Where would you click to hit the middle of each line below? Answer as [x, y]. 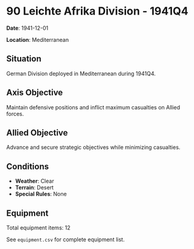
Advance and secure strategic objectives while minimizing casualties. [93, 148]
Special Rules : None [41, 194]
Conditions [28, 166]
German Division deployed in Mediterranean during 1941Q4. [81, 73]
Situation [24, 59]
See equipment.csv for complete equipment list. [65, 239]
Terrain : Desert [34, 188]
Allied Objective [37, 133]
